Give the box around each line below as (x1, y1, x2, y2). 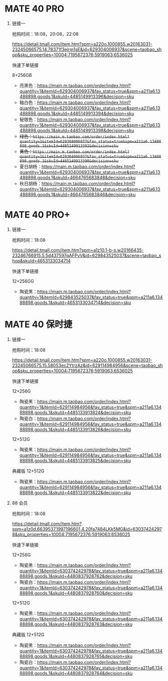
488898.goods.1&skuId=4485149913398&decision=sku (19, 127, 134, 133)
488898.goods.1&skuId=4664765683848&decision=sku (19, 174, 136, 180)
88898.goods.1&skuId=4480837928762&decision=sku (19, 573, 133, 579)
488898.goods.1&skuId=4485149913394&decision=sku (19, 110, 134, 116)
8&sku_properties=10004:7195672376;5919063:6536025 (12, 531, 131, 537)
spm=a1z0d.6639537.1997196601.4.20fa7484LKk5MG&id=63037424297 (12, 526, 162, 532)
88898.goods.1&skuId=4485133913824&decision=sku (19, 409, 131, 415)
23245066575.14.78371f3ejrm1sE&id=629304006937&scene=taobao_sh (12, 46, 162, 52)
